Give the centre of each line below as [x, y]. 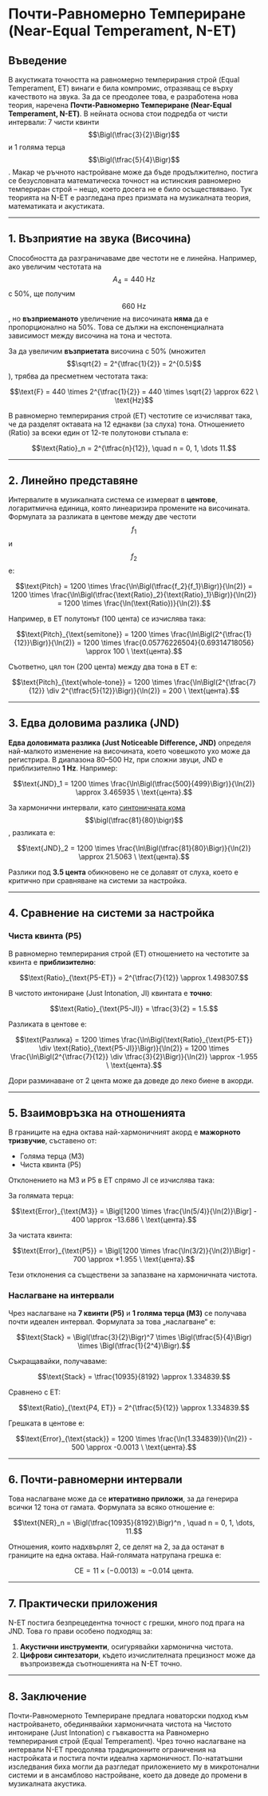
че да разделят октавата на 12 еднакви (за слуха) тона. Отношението [126, 424]
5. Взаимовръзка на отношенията [97, 1113]
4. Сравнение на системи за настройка [112, 913]
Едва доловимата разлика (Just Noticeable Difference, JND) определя [130, 742]
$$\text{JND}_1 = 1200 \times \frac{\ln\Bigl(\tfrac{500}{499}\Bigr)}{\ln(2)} [134, 783]
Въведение [38, 60]
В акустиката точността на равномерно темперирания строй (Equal [124, 80]
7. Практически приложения [83, 1604]
